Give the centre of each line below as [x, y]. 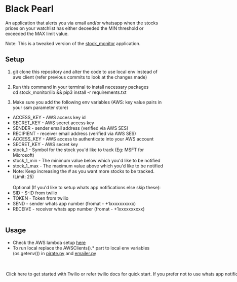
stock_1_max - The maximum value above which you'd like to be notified [88, 166]
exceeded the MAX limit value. [37, 33]
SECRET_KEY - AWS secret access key [53, 123]
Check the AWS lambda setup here [49, 242]
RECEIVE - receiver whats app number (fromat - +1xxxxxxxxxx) [79, 209]
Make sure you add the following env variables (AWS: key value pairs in [87, 102]
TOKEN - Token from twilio [41, 198]
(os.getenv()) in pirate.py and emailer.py [54, 253]
